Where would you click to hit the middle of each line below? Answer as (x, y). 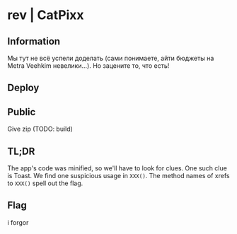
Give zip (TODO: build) (40, 129)
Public (22, 112)
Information (34, 41)
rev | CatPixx (46, 15)
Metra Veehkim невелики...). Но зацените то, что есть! (88, 66)
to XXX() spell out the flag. (45, 183)
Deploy (23, 88)
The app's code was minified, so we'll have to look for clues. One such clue (117, 168)
